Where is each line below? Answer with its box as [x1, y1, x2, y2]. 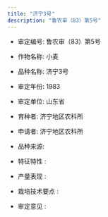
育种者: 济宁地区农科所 [17, 112, 83, 120]
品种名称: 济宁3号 [17, 67, 69, 75]
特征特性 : [17, 156, 47, 166]
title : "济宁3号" [7, 10, 55, 18]
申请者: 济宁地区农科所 [17, 127, 83, 135]
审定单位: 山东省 [17, 97, 65, 106]
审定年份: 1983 [17, 82, 61, 90]
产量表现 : [17, 172, 47, 180]
